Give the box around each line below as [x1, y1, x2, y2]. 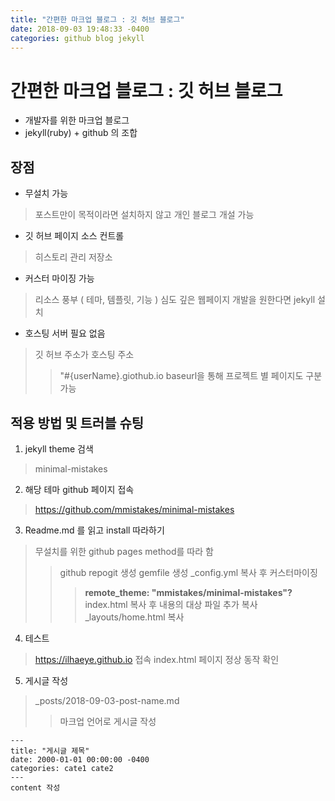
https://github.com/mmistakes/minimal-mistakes [34, 503, 235, 515]
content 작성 [10, 782, 61, 793]
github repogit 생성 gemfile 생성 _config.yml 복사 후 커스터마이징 [59, 566, 318, 578]
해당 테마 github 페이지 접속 [24, 483, 135, 495]
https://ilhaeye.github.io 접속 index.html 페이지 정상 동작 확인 [34, 653, 280, 665]
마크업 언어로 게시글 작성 [59, 715, 157, 727]
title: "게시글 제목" [10, 746, 90, 756]
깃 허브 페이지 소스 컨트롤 [24, 230, 125, 242]
